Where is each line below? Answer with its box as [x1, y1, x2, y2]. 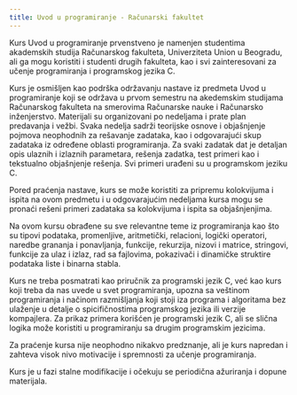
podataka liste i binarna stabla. [9, 258, 121, 268]
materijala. [9, 376, 48, 386]
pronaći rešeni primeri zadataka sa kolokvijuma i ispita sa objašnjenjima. [9, 203, 273, 213]
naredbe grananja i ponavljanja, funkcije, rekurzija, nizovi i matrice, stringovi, [9, 239, 289, 250]
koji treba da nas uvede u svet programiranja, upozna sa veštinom [9, 284, 250, 295]
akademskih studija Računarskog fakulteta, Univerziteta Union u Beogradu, [9, 46, 283, 58]
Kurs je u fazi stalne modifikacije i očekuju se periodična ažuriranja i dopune [9, 366, 287, 376]
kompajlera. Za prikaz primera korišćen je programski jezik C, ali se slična [9, 313, 277, 323]
